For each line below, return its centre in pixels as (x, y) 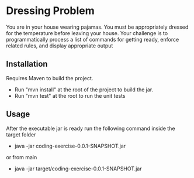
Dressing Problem (50, 11)
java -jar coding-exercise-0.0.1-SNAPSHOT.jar (70, 146)
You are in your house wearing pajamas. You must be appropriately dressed (97, 27)
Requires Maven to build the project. (50, 78)
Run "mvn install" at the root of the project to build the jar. (84, 90)
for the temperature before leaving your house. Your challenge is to (87, 33)
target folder (21, 134)
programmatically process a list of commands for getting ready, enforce (93, 39)
